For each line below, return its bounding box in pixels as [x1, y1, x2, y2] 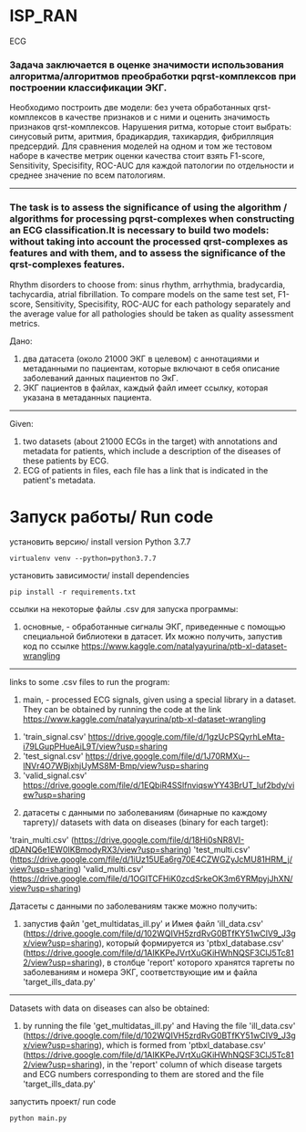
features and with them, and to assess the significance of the [9, 247, 286, 260]
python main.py [9, 1114, 67, 1123]
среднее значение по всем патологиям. [9, 170, 166, 181]
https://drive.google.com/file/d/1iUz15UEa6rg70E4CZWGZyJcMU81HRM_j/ [12, 854, 293, 865]
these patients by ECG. [22, 455, 109, 466]
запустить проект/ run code [9, 1096, 117, 1107]
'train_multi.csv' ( [9, 835, 75, 846]
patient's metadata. [22, 474, 96, 485]
